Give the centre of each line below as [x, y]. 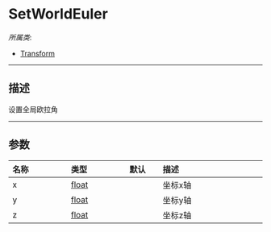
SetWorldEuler [58, 14]
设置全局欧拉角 [33, 109]
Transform [37, 53]
